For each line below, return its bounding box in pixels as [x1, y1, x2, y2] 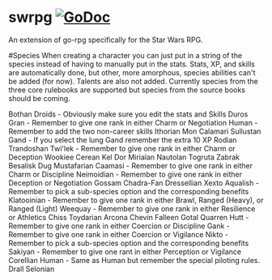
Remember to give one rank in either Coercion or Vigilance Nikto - [8, 229, 229, 239]
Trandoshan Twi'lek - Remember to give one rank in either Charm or [8, 143, 236, 153]
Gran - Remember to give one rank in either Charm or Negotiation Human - [8, 117, 258, 127]
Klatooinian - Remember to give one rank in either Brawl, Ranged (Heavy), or [8, 195, 264, 205]
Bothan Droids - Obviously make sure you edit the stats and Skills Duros [8, 109, 249, 119]
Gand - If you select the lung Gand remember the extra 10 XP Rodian [8, 134, 237, 145]
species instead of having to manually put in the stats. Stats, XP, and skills [8, 59, 255, 69]
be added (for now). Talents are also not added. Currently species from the [8, 76, 259, 86]
